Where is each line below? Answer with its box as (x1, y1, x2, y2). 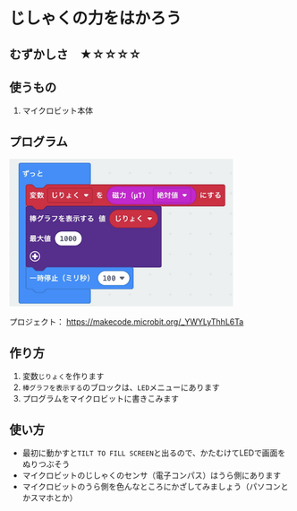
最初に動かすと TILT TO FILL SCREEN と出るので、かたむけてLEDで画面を (21, 447, 286, 458)
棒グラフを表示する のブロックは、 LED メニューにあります (21, 382, 221, 393)
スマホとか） (30, 492, 78, 503)
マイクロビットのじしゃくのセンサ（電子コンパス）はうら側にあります (21, 470, 282, 481)
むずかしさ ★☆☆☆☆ (9, 47, 141, 62)
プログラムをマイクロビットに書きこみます (21, 394, 180, 404)
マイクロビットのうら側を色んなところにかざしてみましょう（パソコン (21, 481, 282, 491)
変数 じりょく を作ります (21, 371, 105, 382)
